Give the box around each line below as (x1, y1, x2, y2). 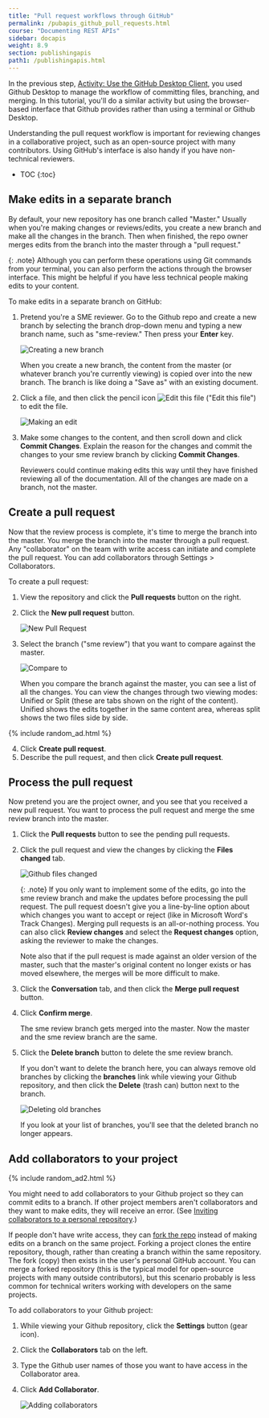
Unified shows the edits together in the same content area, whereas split (19, 704, 261, 713)
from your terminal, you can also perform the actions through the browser (8, 264, 253, 273)
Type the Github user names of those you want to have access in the (19, 1361, 248, 1371)
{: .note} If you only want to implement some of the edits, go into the (19, 885, 247, 894)
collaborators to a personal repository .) (8, 1215, 138, 1224)
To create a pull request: (8, 576, 89, 586)
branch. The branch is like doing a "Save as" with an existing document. (19, 377, 259, 386)
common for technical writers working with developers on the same (8, 1281, 232, 1291)
